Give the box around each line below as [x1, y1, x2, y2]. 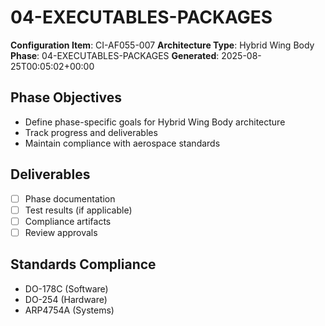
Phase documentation [24, 192, 116, 205]
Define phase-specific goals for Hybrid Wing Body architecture [24, 116, 286, 128]
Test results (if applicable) [24, 204, 133, 216]
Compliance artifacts [24, 215, 112, 227]
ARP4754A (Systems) [24, 304, 115, 316]
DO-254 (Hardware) [24, 293, 108, 305]
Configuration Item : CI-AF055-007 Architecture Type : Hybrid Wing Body [10, 39, 315, 51]
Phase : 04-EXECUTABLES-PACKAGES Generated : [10, 49, 220, 61]
